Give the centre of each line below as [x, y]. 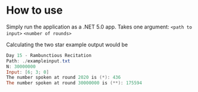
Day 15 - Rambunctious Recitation [49, 55]
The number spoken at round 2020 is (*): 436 [63, 78]
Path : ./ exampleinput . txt [38, 61]
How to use [34, 10]
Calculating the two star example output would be [67, 45]
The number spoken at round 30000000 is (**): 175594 [74, 83]
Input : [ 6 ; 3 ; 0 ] [28, 72]
